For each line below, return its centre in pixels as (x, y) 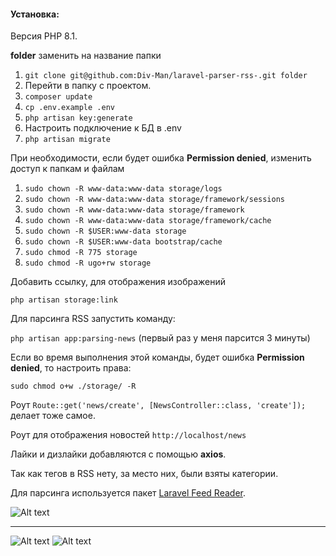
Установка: (35, 14)
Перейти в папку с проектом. (88, 86)
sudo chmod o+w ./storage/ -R (73, 386)
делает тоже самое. (53, 416)
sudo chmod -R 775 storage (81, 253)
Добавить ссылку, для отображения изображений (118, 282)
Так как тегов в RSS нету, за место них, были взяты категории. (144, 474)
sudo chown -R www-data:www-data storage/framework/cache (148, 221)
